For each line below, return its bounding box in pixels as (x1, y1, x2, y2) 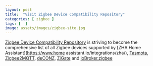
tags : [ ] (5, 21, 28, 26)
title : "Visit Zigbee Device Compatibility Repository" (5, 12, 125, 17)
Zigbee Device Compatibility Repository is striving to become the (5, 39, 138, 45)
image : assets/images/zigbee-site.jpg (5, 26, 85, 31)
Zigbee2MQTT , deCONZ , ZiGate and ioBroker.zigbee (5, 55, 113, 61)
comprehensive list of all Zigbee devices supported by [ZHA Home (5, 45, 141, 51)
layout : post (5, 7, 32, 12)
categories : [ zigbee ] (5, 16, 54, 21)
